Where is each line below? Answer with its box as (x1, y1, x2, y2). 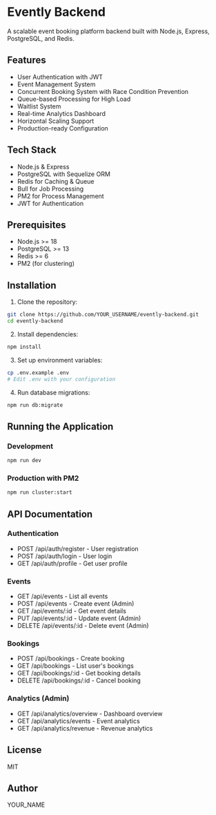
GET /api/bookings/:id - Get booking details (17, 669, 141, 678)
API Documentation (7, 508, 93, 520)
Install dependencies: (17, 329, 79, 338)
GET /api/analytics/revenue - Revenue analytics (17, 724, 153, 732)
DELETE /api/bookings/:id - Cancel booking (17, 676, 141, 684)
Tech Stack (7, 144, 57, 156)
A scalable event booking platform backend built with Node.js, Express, (7, 27, 210, 35)
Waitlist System (17, 102, 61, 111)
